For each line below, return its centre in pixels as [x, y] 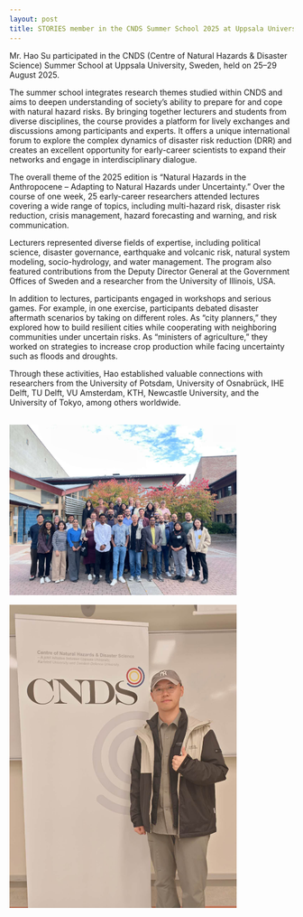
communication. [39, 225]
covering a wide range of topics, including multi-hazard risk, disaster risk [145, 206]
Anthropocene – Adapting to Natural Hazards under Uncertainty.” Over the [147, 186]
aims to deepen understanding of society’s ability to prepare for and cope [146, 102]
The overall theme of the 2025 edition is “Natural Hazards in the [128, 177]
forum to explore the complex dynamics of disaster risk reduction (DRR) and [151, 140]
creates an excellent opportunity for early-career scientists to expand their [148, 150]
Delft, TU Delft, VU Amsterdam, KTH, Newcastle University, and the [134, 392]
